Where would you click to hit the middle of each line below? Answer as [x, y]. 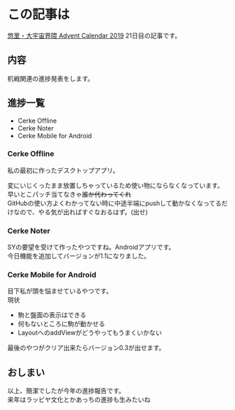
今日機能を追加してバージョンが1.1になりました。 [79, 256]
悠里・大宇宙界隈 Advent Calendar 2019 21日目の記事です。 [94, 35]
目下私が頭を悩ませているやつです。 [60, 291]
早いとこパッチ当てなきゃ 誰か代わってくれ [69, 194]
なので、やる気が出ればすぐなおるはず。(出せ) [81, 212]
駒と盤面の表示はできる [52, 315]
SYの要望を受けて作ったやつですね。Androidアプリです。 [91, 247]
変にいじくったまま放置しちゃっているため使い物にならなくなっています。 [115, 185]
